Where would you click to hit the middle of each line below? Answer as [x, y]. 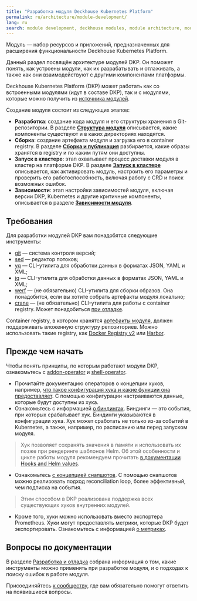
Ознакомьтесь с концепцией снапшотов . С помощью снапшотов [96, 475]
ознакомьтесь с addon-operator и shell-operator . [67, 372]
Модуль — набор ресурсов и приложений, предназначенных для [88, 45]
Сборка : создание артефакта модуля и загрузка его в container [94, 140]
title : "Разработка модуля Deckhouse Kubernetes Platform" [80, 11]
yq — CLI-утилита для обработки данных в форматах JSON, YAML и [100, 266]
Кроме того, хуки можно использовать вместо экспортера [89, 516]
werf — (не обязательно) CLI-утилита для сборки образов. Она [94, 291]
